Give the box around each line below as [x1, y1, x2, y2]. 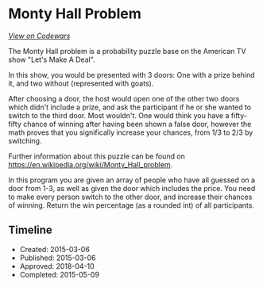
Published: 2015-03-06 [19, 253, 96, 262]
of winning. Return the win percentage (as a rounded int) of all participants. [8, 200, 254, 210]
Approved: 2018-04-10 [19, 261, 95, 270]
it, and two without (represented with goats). [8, 78, 154, 88]
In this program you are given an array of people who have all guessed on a [8, 175, 256, 185]
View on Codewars [8, 31, 71, 40]
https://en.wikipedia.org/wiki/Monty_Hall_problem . [8, 159, 173, 169]
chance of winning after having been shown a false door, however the [22, 119, 252, 128]
